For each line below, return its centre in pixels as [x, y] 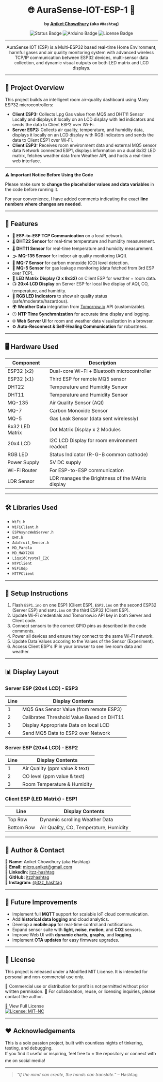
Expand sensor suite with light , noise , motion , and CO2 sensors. [77, 930]
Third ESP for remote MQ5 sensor [88, 379]
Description [103, 363]
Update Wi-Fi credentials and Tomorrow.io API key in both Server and [81, 615]
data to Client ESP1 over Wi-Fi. [42, 140]
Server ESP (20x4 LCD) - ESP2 [42, 747]
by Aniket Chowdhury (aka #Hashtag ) [81, 23]
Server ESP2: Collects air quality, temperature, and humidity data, [78, 130]
